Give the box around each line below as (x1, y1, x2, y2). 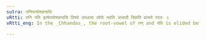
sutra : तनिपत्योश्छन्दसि (6, 8, 52, 15)
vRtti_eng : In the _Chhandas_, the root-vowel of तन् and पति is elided (6, 20, 191, 26)
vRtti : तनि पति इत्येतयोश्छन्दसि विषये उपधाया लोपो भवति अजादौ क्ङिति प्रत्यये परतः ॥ (6, 14, 169, 20)
